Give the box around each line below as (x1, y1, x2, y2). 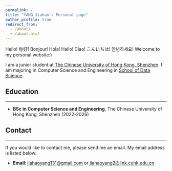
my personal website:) (5, 52, 52, 58)
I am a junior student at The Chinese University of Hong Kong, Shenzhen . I (5, 62, 162, 68)
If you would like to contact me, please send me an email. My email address (5, 144, 165, 151)
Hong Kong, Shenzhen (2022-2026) (12, 111, 89, 117)
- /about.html (10, 31, 40, 36)
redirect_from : (5, 22, 38, 27)
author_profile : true (5, 17, 52, 22)
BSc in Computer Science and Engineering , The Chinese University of (12, 105, 163, 112)
